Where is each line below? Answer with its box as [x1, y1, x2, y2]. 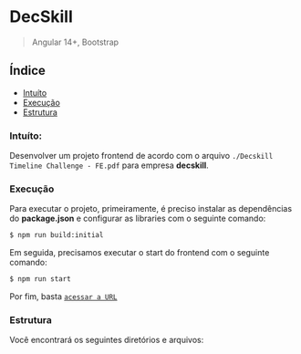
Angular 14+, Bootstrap [31, 36, 119, 47]
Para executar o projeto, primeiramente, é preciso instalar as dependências [9, 203, 293, 214]
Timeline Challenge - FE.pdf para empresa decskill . [9, 160, 210, 171]
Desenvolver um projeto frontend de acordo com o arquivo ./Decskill [9, 151, 274, 161]
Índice [9, 63, 46, 78]
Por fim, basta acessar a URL [9, 291, 118, 302]
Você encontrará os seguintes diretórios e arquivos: [9, 335, 204, 346]
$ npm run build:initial [9, 231, 104, 240]
